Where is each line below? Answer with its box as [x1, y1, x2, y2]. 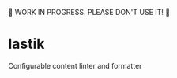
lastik [8, 35, 45, 53]
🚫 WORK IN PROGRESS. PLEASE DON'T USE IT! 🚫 [8, 8, 171, 17]
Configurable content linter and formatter [8, 61, 142, 70]
